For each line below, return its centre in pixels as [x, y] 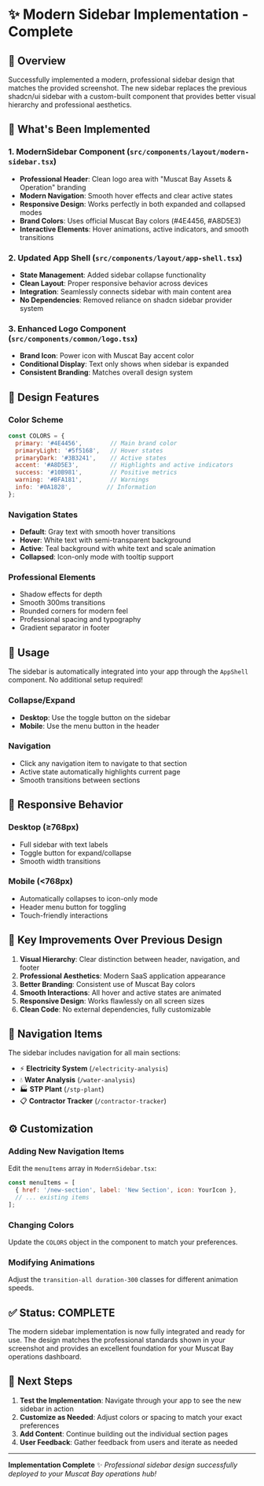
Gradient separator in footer [64, 628]
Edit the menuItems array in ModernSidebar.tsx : [82, 1168]
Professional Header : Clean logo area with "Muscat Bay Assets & [126, 179]
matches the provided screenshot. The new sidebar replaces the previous [128, 88]
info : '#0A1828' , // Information [86, 487]
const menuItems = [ [42, 1183]
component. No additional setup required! [76, 680]
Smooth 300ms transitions [62, 603]
